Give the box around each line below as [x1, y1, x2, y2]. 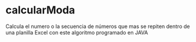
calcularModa [5, 3, 75, 17]
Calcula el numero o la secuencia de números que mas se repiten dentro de [5, 23, 190, 30]
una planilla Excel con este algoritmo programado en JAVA [5, 29, 149, 36]
